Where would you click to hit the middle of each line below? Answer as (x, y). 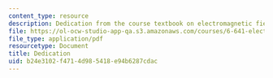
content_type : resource (49, 16)
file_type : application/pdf (56, 39)
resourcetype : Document (49, 46)
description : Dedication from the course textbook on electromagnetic (130, 24)
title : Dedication (39, 54)
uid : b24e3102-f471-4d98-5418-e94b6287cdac (83, 62)
